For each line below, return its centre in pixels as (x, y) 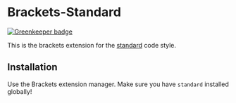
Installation (32, 67)
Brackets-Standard (64, 12)
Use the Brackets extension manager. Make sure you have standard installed (118, 84)
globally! (20, 91)
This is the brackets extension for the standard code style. (92, 45)
